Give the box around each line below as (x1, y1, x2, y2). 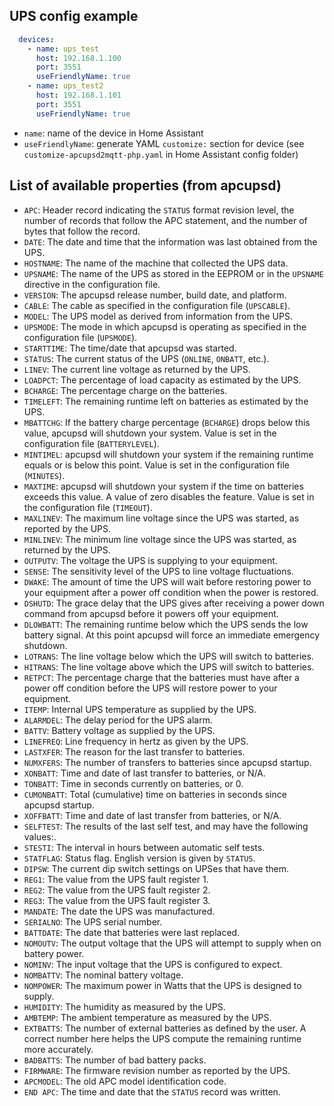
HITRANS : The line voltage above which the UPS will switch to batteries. (23, 660, 315, 673)
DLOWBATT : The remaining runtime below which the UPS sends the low (23, 618, 309, 630)
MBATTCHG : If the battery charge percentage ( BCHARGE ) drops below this (23, 416, 311, 428)
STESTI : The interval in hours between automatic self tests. (23, 841, 266, 853)
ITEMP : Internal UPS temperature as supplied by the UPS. (23, 703, 257, 715)
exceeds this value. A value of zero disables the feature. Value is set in (23, 490, 315, 503)
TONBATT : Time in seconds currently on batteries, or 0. (23, 777, 244, 789)
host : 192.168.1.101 (35, 90, 122, 101)
